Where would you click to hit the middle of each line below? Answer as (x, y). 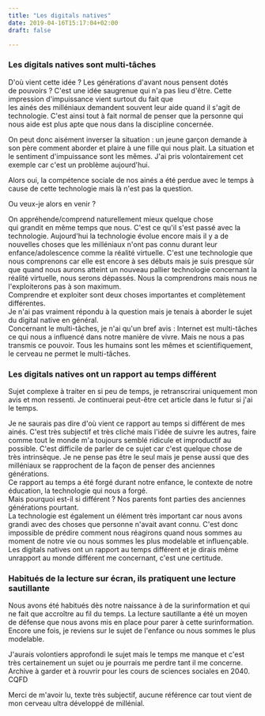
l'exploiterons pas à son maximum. (64, 286)
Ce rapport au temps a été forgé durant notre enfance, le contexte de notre (131, 482)
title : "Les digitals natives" (60, 15)
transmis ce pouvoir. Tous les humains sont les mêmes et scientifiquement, (131, 345)
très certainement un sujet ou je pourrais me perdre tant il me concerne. (126, 663)
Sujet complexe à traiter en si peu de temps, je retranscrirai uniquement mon (133, 391)
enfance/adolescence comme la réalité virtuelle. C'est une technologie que (131, 252)
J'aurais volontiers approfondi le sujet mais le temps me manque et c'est (127, 654)
